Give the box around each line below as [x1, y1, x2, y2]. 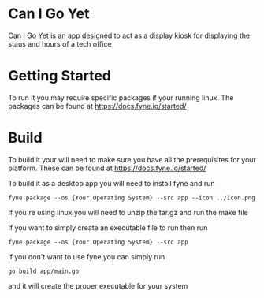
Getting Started [8, 67, 112, 85]
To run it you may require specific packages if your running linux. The [8, 92, 234, 102]
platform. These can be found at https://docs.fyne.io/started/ [8, 163, 206, 173]
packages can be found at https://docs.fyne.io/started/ [8, 101, 187, 110]
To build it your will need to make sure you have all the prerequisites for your [8, 155, 256, 164]
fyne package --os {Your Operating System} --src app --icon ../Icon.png [8, 194, 256, 202]
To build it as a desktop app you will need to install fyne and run [8, 178, 215, 188]
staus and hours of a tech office [8, 39, 112, 48]
